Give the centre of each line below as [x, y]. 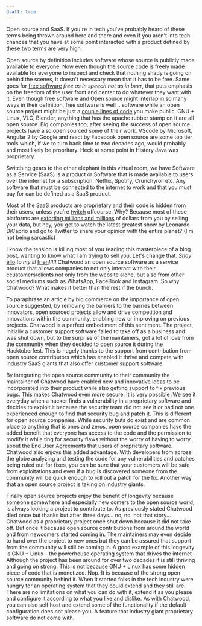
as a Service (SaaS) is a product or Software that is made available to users [100, 174]
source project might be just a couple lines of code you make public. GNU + [100, 111]
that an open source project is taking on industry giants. [76, 484]
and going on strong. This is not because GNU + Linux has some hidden [96, 566]
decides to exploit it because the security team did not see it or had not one [100, 407]
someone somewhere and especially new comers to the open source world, [100, 502]
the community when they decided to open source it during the [85, 344]
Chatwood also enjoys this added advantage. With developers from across [99, 452]
